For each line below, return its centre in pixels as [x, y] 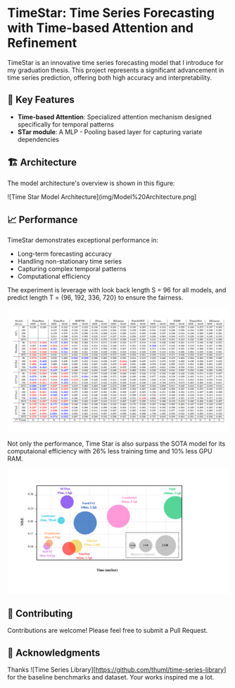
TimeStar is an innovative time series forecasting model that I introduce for [115, 62]
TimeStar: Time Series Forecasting [111, 13]
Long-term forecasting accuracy [65, 254]
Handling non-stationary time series [69, 261]
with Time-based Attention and [100, 28]
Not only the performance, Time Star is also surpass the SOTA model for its [116, 444]
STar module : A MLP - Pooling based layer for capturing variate [110, 131]
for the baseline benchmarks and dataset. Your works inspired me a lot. [111, 677]
